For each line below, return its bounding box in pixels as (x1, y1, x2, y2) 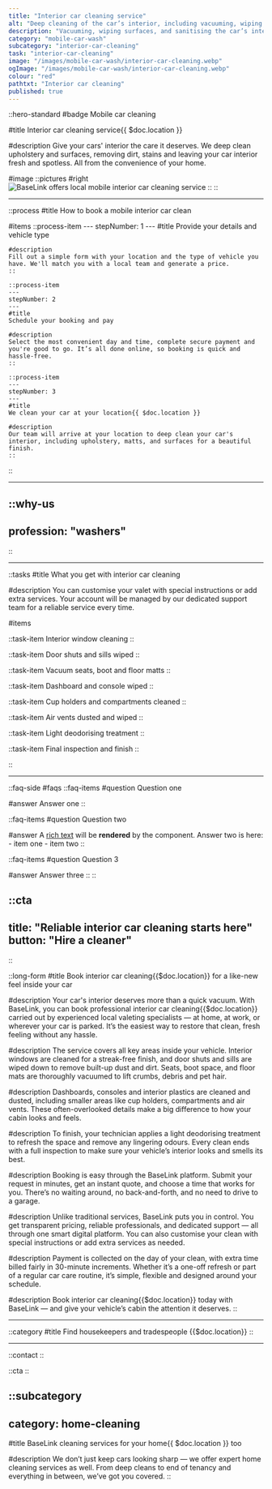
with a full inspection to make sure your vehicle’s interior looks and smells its (8, 1145, 263, 1156)
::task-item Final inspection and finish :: (8, 744, 139, 753)
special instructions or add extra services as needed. (8, 1238, 185, 1247)
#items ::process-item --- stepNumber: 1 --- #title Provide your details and (8, 221, 257, 231)
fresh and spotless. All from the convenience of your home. (8, 158, 206, 168)
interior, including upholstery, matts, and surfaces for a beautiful (8, 437, 252, 446)
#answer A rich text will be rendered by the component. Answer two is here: (8, 830, 264, 839)
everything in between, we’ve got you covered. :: (8, 1471, 172, 1481)
